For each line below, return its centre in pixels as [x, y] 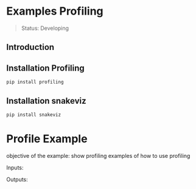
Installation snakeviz [46, 101]
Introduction [30, 47]
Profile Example [47, 139]
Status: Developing [45, 28]
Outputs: [17, 179]
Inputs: [15, 167]
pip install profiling [35, 82]
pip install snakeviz [34, 115]
